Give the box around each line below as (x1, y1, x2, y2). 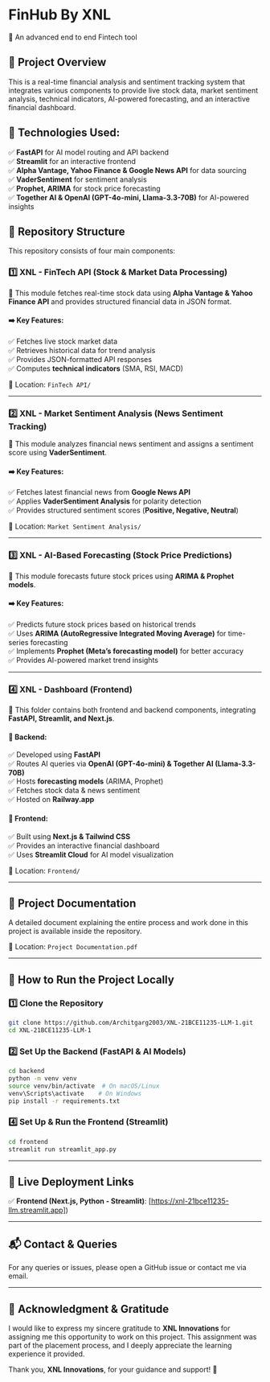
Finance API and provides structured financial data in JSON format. (8, 296, 232, 306)
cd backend (8, 1067, 45, 1076)
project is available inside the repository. (8, 927, 142, 936)
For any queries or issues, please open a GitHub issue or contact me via (8, 1263, 247, 1273)
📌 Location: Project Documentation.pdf (8, 942, 138, 952)
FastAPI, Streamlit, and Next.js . (8, 714, 115, 723)
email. (8, 1271, 29, 1281)
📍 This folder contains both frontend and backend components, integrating (8, 705, 256, 715)
